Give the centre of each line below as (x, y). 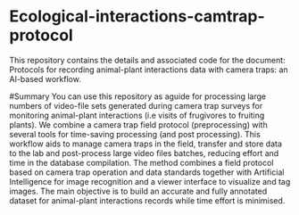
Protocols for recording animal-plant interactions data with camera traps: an (149, 70)
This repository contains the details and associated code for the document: (147, 60)
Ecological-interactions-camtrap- (137, 17)
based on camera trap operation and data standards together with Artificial (147, 172)
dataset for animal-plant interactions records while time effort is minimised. (147, 200)
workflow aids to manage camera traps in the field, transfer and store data (146, 144)
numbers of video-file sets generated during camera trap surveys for (136, 105)
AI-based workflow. (46, 79)
